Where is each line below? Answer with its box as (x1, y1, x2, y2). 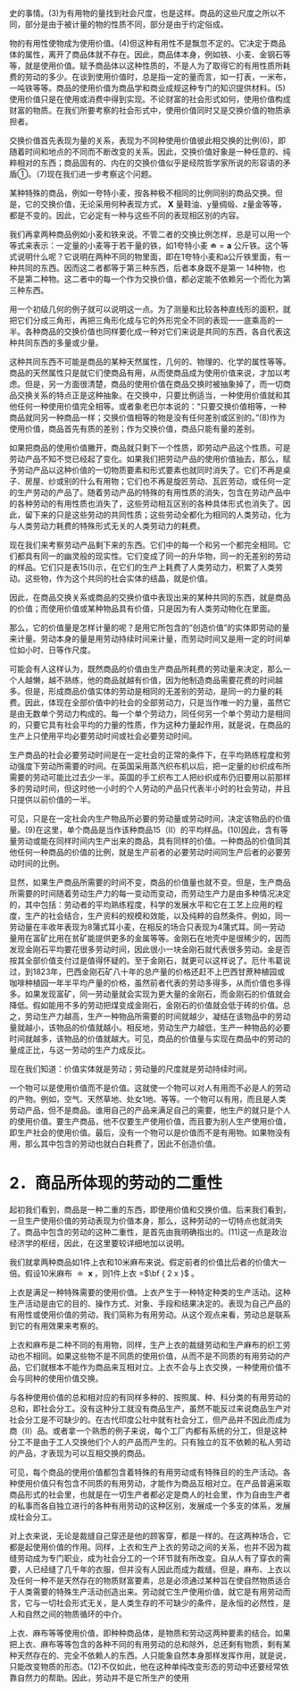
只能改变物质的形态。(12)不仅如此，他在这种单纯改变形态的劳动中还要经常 (9, 1661, 281, 1671)
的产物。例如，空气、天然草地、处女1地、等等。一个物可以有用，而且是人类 (9, 1094, 287, 1104)
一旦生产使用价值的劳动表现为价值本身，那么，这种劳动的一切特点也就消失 (9, 1215, 283, 1226)
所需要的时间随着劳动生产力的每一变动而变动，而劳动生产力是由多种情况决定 (9, 888, 291, 898)
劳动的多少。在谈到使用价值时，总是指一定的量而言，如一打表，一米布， (24, 72, 291, 82)
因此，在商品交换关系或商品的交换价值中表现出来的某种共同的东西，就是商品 (9, 593, 291, 602)
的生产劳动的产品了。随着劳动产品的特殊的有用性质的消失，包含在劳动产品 (9, 487, 283, 498)
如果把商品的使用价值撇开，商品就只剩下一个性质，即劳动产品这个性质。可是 (9, 442, 291, 453)
